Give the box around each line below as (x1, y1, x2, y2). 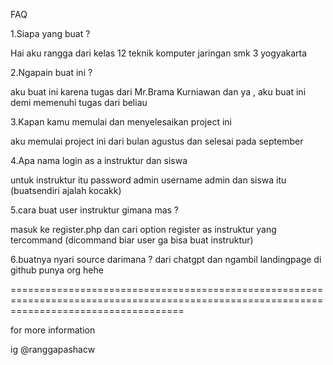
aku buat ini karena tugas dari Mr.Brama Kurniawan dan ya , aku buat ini (10, 86, 307, 98)
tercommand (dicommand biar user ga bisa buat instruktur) (10, 234, 254, 246)
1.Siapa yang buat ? (10, 28, 91, 39)
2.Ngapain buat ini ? (10, 67, 93, 78)
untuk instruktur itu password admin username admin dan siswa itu (10, 174, 287, 186)
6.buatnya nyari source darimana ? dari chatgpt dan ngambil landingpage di (10, 254, 322, 265)
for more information (10, 324, 96, 336)
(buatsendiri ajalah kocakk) (10, 185, 122, 196)
